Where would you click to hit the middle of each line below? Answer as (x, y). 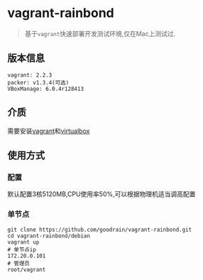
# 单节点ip (22, 249)
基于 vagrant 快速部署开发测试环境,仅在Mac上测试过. (100, 33)
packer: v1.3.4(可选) (38, 82)
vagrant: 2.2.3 (30, 75)
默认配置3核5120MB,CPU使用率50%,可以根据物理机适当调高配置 (101, 194)
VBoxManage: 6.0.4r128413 (45, 89)
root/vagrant (27, 269)
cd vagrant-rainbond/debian (49, 236)
